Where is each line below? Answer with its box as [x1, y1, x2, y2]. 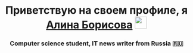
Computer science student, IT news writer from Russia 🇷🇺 [10, 39, 183, 48]
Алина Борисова [46, 18, 133, 32]
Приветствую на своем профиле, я [5, 4, 188, 17]
